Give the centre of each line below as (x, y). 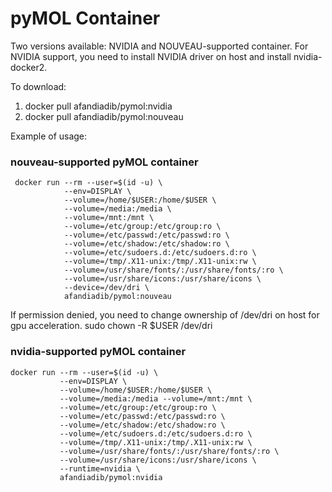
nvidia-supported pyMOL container (98, 352)
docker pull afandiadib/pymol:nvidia (98, 106)
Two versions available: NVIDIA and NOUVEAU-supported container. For (159, 46)
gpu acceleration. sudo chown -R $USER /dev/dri (111, 326)
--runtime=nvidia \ (100, 468)
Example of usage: (49, 136)
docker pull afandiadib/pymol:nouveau (104, 116)
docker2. (29, 67)
